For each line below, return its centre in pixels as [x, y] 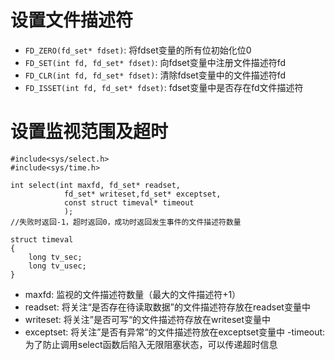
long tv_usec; [57, 266]
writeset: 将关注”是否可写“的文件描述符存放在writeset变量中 [148, 319]
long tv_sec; [55, 257]
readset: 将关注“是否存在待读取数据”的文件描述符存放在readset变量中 [167, 307]
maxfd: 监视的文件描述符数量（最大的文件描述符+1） [133, 294]
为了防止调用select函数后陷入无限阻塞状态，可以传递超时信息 [151, 344]
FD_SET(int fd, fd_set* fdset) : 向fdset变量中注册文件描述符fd [155, 62]
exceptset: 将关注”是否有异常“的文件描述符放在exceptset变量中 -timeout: [175, 332]
